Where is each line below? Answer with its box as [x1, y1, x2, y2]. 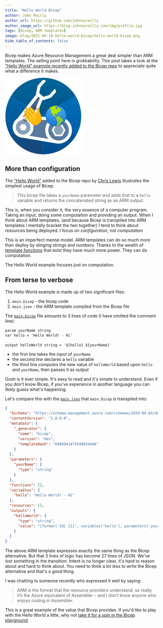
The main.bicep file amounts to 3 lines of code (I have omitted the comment [5, 313, 156, 318]
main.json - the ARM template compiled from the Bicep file [12, 303, 130, 309]
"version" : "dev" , [17, 436, 55, 441]
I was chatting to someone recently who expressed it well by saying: [5, 578, 142, 584]
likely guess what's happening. [5, 386, 67, 392]
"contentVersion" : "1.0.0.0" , [9, 416, 70, 421]
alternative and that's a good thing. [5, 569, 75, 575]
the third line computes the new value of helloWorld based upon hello [12, 361, 153, 367]
